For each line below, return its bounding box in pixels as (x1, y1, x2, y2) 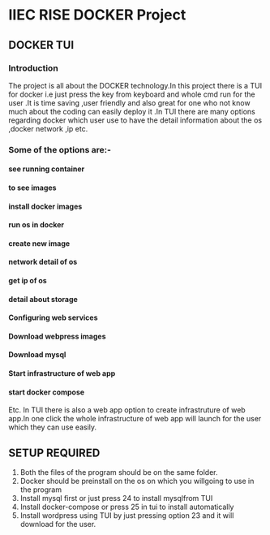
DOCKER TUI (8, 38, 75, 52)
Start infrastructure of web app (8, 368, 116, 378)
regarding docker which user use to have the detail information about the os (8, 115, 263, 125)
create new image (8, 238, 71, 248)
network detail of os (8, 257, 78, 267)
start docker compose (8, 387, 85, 397)
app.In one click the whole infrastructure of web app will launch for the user (8, 414, 262, 424)
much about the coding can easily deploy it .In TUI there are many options (8, 106, 255, 116)
